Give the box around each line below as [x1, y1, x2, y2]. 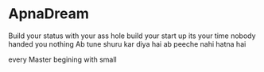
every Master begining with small [8, 55, 117, 64]
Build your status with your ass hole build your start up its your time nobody [8, 31, 256, 40]
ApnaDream [8, 5, 89, 23]
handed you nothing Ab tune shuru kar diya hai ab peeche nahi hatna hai [8, 39, 247, 48]
